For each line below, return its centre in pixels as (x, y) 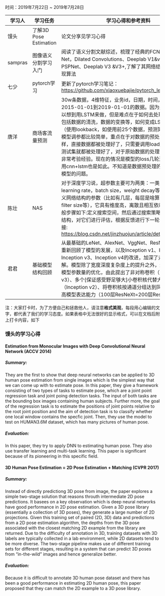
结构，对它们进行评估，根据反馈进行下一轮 (110, 220)
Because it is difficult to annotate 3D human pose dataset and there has (78, 578)
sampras (18, 62)
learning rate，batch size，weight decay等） (112, 190)
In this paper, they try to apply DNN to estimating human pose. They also (79, 446)
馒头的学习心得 (23, 334)
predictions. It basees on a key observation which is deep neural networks (80, 502)
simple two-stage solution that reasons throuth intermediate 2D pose (75, 496)
